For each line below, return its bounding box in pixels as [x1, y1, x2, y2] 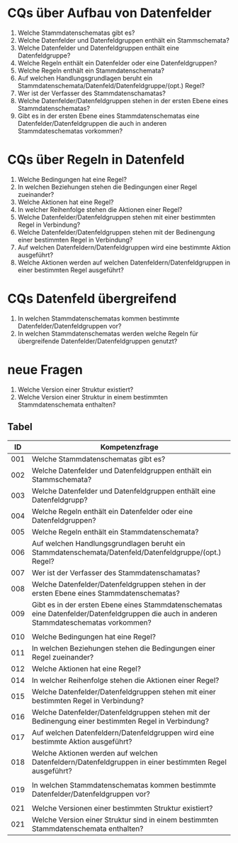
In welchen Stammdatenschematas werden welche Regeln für [17, 329, 198, 338]
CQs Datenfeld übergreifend [7, 291, 177, 307]
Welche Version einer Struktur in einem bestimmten [17, 392, 168, 401]
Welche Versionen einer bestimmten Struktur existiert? [31, 803, 213, 813]
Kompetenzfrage [100, 442, 159, 452]
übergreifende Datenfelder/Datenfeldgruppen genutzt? [17, 336, 178, 345]
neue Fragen [7, 362, 83, 377]
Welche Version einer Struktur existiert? [17, 385, 134, 394]
